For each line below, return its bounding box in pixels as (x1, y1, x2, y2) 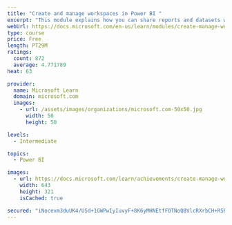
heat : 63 (7, 68, 32, 75)
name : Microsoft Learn (13, 87, 79, 94)
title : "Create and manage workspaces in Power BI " (7, 10, 162, 17)
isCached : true (19, 195, 64, 202)
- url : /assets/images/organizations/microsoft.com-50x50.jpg (19, 106, 202, 113)
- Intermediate (13, 137, 57, 145)
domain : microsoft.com (13, 93, 79, 100)
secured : (7, 207, 32, 214)
